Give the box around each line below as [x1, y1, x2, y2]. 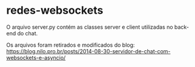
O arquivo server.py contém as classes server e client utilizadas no [6, 23, 174, 31]
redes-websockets [6, 4, 104, 17]
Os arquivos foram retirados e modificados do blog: [6, 41, 135, 48]
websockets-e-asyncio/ [6, 54, 66, 61]
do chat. [17, 29, 38, 36]
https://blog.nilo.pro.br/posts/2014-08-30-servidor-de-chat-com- [6, 47, 171, 54]
